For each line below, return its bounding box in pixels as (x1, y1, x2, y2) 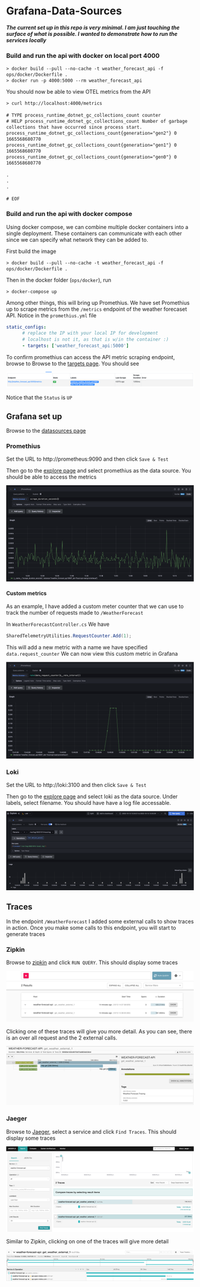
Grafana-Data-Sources (6, 4, 122, 18)
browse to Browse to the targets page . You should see (6, 360, 139, 368)
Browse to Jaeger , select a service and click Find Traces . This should (6, 1128, 177, 1135)
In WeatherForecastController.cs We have (6, 621, 110, 628)
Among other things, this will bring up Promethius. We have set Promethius (6, 299, 190, 306)
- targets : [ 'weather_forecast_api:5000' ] (21, 343, 129, 349)
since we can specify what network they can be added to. (6, 236, 149, 243)
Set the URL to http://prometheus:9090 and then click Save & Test (6, 455, 168, 463)
